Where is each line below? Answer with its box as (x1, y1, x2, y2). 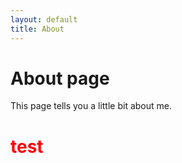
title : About (10, 24, 65, 34)
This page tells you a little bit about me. (10, 100, 173, 112)
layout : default (10, 14, 78, 25)
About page (10, 67, 110, 90)
